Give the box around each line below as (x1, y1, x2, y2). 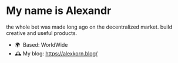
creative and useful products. (6, 29, 78, 36)
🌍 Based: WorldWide (14, 41, 68, 48)
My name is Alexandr (6, 4, 112, 17)
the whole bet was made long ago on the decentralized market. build (6, 23, 172, 30)
